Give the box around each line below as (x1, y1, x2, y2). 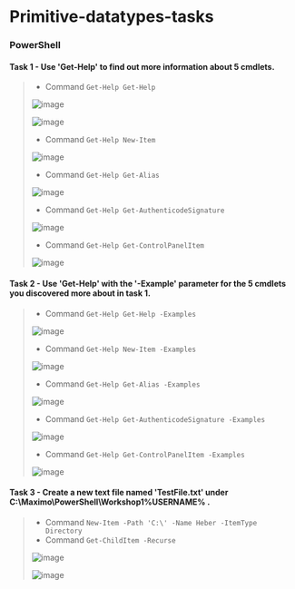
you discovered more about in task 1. (9, 288, 152, 299)
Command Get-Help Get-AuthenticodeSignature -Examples (44, 413, 266, 424)
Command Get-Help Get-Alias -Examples (44, 378, 201, 389)
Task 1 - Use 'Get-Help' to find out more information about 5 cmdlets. (9, 61, 275, 72)
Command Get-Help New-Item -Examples (44, 343, 197, 354)
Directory (44, 526, 84, 535)
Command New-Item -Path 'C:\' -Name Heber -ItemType (44, 516, 258, 527)
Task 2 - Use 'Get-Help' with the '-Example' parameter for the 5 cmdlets (9, 278, 287, 289)
